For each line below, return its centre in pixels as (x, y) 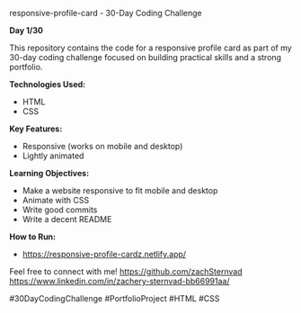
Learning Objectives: (49, 173)
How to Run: (33, 237)
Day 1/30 (26, 30)
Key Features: (36, 129)
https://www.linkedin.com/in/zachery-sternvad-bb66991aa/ (120, 281)
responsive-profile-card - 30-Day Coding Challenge (106, 13)
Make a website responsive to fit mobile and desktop (120, 191)
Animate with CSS (56, 200)
